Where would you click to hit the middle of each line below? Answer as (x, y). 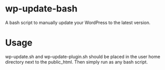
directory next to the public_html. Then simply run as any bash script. (76, 62)
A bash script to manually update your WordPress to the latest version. (78, 22)
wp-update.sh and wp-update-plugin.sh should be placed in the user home (83, 56)
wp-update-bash (41, 9)
